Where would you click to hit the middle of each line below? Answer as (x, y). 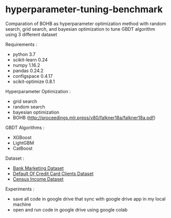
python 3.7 (24, 54)
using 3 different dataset (31, 34)
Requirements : (21, 44)
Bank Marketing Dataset (38, 168)
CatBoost (23, 148)
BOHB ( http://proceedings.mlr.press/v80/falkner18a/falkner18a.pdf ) (84, 117)
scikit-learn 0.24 (30, 59)
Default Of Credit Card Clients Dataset (53, 173)
